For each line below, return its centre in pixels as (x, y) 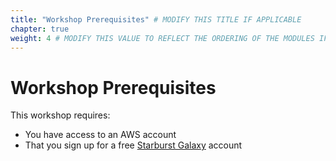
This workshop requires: (60, 115)
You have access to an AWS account (100, 135)
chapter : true (40, 29)
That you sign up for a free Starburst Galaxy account (133, 145)
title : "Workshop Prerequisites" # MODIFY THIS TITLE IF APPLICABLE (156, 19)
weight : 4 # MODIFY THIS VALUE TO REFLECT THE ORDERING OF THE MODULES (162, 38)
